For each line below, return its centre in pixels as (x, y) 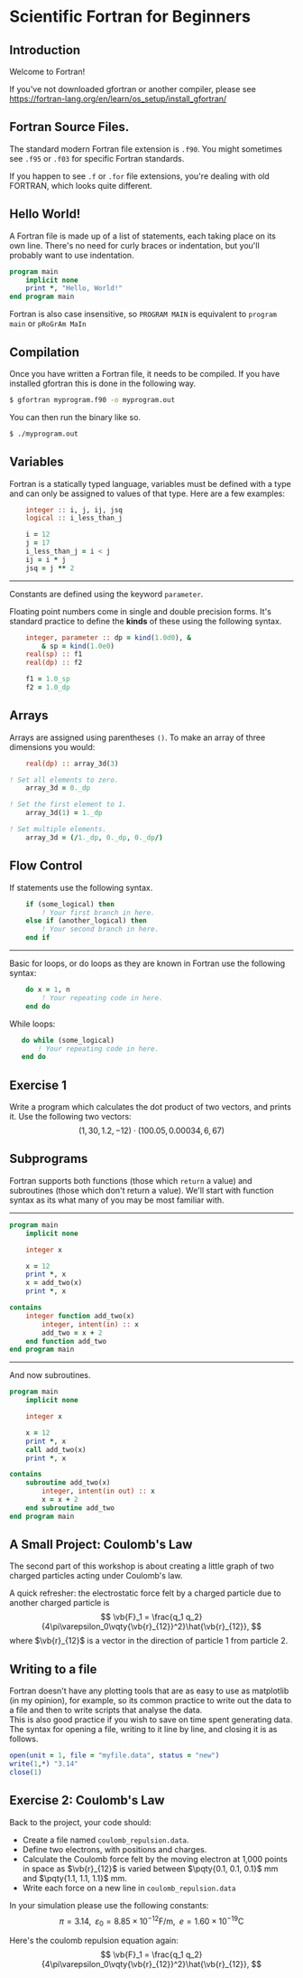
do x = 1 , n (48, 989)
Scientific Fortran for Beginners (130, 17)
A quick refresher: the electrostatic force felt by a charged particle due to (145, 1593)
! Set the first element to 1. (68, 805)
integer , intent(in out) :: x (98, 1491)
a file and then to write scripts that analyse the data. (106, 1711)
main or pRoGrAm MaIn (48, 323)
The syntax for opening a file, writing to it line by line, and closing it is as (143, 1730)
